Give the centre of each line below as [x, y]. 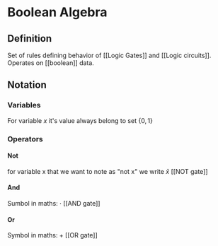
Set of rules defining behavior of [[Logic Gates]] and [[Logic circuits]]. [109, 55]
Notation [27, 85]
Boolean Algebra [57, 12]
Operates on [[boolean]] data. [51, 63]
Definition [29, 39]
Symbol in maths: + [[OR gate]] [52, 235]
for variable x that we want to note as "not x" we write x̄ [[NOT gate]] [108, 171]
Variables [24, 105]
